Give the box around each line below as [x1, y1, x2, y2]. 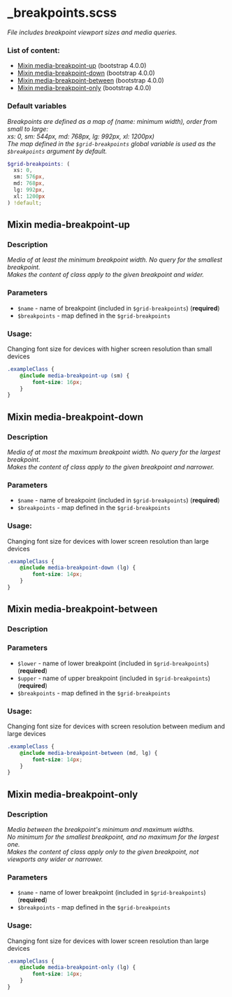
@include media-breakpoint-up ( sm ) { [20, 372, 130, 379]
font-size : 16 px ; [32, 379, 82, 386]
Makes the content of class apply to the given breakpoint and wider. [7, 271, 205, 279]
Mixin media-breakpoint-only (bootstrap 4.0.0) [17, 84, 152, 92]
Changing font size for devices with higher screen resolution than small [7, 344, 212, 353]
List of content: [7, 45, 61, 55]
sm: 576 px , [13, 174, 45, 181]
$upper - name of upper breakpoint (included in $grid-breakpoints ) [17, 674, 211, 682]
